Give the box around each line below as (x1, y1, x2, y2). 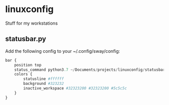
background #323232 (23, 81, 64, 86)
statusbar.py (5, 35, 46, 43)
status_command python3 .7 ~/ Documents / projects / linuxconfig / (14, 67, 145, 72)
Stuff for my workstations (5, 20, 58, 26)
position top (14, 62, 42, 67)
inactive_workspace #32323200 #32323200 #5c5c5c (23, 86, 127, 91)
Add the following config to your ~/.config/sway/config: (5, 48, 120, 54)
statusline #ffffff (23, 76, 64, 81)
